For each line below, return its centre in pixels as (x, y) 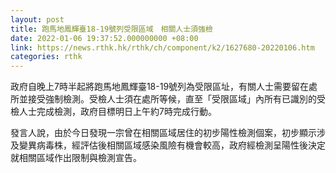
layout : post (37, 19)
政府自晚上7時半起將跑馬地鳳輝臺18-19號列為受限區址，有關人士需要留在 (160, 87)
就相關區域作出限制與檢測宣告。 (76, 158)
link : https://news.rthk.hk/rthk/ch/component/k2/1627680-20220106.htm (162, 47)
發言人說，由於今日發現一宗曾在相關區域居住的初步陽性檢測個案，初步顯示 (163, 133)
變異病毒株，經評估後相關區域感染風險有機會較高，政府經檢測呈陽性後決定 (172, 145)
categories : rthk (46, 57)
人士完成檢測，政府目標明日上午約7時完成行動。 (117, 112)
